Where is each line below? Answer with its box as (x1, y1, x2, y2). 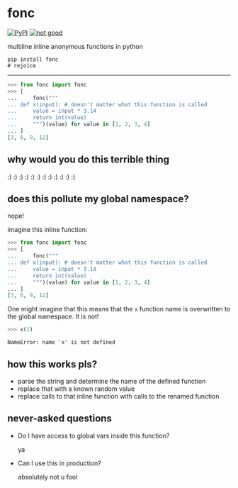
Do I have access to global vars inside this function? (17, 431, 170, 440)
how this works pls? (7, 358, 98, 370)
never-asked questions (7, 413, 112, 425)
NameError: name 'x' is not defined (7, 339, 115, 346)
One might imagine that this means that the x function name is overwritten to (7, 305, 231, 314)
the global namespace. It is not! (7, 312, 99, 321)
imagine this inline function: (7, 226, 88, 234)
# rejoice (7, 62, 37, 69)
